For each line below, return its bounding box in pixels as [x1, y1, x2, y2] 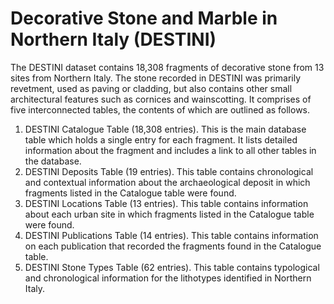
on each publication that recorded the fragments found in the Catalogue [24, 240, 322, 252]
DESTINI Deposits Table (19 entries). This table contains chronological [24, 165, 314, 177]
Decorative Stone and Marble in [10, 7, 278, 30]
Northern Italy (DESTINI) [10, 28, 217, 51]
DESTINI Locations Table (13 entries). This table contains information [24, 197, 309, 209]
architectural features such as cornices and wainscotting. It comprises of [10, 93, 312, 105]
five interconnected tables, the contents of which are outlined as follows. [10, 103, 311, 116]
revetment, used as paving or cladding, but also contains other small [10, 82, 293, 94]
